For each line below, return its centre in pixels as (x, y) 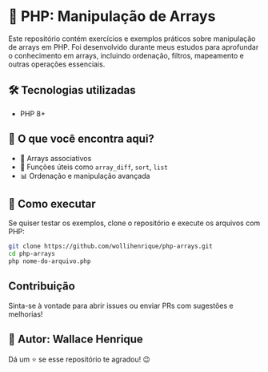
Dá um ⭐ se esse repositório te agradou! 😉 (79, 359)
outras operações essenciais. (57, 64)
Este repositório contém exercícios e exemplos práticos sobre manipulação (132, 38)
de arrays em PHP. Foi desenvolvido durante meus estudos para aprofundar (134, 46)
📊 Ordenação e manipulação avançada (85, 176)
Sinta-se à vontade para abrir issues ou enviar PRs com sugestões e (121, 305)
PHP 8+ (32, 113)
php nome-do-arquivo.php (50, 261)
